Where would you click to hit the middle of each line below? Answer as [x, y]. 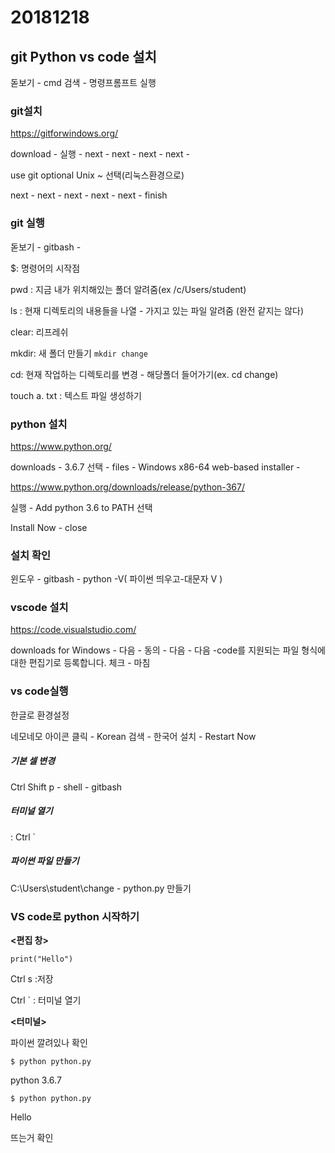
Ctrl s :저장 [32, 978]
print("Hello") [42, 959]
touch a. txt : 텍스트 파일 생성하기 [76, 395]
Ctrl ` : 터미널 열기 [46, 1000]
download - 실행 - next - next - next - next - [100, 154]
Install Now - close [49, 527]
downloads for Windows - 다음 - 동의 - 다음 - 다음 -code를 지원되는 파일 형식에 [168, 650]
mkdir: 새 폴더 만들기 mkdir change [79, 353]
